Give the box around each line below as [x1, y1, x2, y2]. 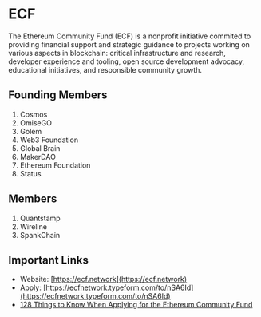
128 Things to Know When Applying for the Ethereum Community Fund [19, 300, 253, 310]
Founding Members [8, 89, 108, 102]
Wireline [19, 221, 48, 232]
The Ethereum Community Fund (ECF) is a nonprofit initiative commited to [8, 31, 251, 41]
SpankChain [19, 230, 61, 240]
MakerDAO [19, 152, 56, 161]
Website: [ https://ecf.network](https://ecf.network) [19, 275, 188, 284]
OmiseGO [19, 117, 52, 128]
